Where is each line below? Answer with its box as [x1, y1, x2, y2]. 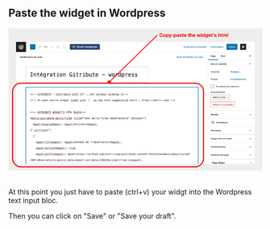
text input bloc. [8, 196, 59, 206]
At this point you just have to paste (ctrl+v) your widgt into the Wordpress [8, 187, 252, 197]
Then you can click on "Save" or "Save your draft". [8, 211, 177, 221]
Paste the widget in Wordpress [8, 6, 166, 20]
